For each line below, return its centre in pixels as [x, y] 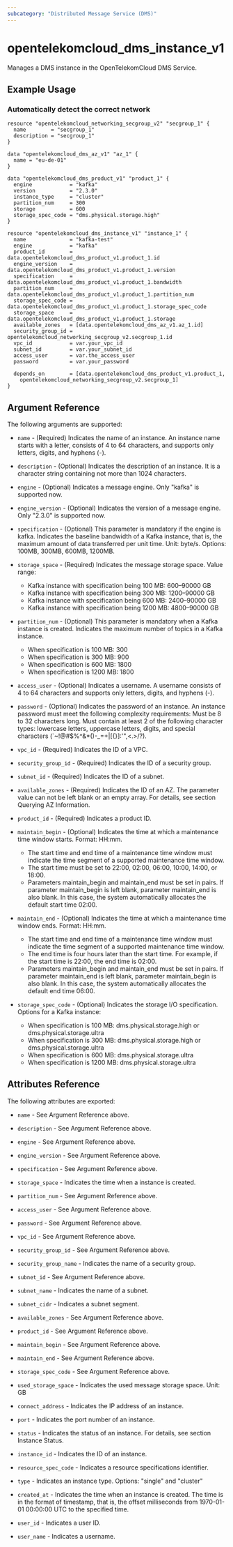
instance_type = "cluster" [59, 197]
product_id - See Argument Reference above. [82, 1331]
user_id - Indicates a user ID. [59, 1523]
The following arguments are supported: [65, 424]
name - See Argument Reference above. [73, 1115]
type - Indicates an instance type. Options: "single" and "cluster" [110, 1481]
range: [26, 572]
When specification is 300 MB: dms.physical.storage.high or [114, 1041]
